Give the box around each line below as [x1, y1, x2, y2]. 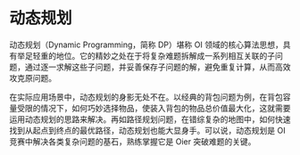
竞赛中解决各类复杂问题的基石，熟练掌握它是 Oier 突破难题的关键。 [9, 135, 256, 147]
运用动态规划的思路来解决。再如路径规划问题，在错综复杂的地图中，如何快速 [9, 113, 291, 125]
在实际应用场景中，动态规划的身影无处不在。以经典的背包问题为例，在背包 [9, 91, 283, 102]
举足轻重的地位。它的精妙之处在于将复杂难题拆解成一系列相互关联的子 [16, 50, 275, 61]
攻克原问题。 [9, 72, 56, 83]
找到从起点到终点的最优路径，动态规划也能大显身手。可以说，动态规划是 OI [9, 125, 286, 135]
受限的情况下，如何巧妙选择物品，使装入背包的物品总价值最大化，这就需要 [16, 102, 291, 113]
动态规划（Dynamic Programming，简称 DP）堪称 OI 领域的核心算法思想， [9, 39, 283, 50]
